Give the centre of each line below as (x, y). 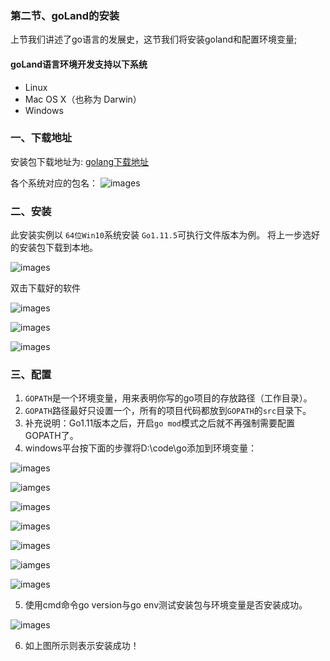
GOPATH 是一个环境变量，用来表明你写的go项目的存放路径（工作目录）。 (168, 398)
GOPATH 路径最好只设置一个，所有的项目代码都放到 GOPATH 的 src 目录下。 (168, 411)
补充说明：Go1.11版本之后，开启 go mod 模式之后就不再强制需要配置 (160, 423)
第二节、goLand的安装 (65, 15)
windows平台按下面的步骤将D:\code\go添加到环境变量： (141, 448)
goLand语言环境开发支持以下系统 (79, 64)
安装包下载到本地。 (58, 248)
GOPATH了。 (51, 436)
